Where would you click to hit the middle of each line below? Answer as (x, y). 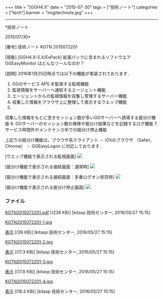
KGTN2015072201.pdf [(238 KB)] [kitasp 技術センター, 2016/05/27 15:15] (78, 213)
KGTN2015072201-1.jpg (29, 222)
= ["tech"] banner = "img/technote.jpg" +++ (49, 13)
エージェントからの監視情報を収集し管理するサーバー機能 (69, 96)
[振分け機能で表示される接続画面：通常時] (47, 167)
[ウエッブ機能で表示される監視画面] (41, 156)
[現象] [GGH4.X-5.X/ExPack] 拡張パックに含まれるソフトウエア (68, 57)
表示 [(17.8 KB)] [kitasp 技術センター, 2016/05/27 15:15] (60, 272)
